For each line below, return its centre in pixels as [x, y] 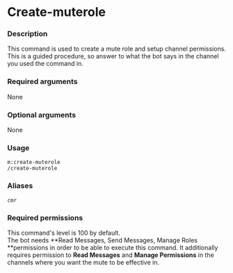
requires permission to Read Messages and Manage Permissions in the [111, 255]
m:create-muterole [34, 163]
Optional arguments [42, 115]
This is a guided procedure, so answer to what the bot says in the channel [113, 56]
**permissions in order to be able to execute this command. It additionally [113, 247]
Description [27, 34]
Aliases [20, 186]
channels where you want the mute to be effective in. [83, 262]
